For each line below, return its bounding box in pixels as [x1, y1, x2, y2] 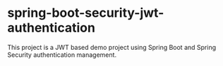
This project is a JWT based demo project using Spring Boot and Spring [7, 43, 217, 51]
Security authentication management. [7, 51, 117, 59]
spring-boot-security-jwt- [7, 5, 164, 21]
